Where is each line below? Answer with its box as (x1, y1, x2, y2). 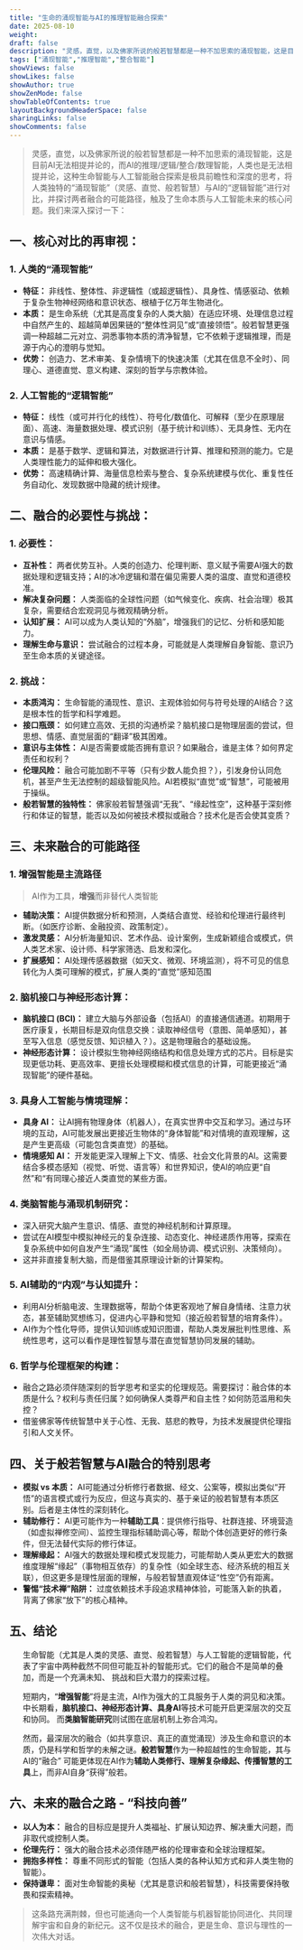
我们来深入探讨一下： (47, 205, 127, 215)
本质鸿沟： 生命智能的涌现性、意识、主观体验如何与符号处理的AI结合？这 (22, 696, 294, 707)
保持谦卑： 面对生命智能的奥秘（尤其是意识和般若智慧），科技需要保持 (22, 1878, 282, 1889)
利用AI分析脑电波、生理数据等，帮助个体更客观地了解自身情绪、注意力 (22, 1301, 284, 1311)
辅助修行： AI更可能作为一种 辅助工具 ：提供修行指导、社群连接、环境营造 (22, 1515, 294, 1526)
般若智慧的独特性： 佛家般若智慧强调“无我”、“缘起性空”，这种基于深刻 (22, 798, 284, 809)
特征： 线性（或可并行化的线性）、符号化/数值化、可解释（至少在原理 (22, 411, 277, 422)
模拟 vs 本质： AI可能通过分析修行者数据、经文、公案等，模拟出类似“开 (22, 1481, 287, 1492)
